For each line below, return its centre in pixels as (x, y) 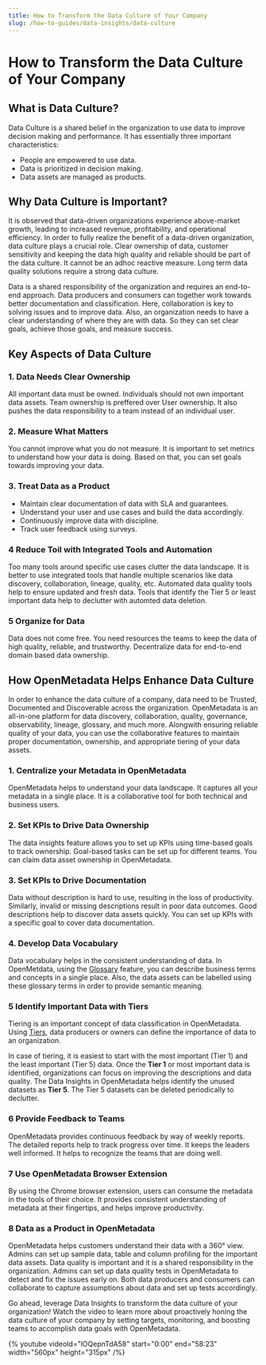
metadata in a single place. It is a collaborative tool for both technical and (128, 796)
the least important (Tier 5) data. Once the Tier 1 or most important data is (129, 1065)
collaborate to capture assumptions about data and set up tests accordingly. (133, 1288)
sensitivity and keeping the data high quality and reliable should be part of (129, 254)
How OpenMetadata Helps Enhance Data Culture (131, 680)
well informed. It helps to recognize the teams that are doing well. (115, 1153)
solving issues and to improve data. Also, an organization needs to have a (128, 312)
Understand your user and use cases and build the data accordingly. (132, 512)
